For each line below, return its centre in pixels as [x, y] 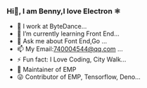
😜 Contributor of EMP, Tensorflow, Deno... [79, 77]
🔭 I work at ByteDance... [52, 27]
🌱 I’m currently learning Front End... [68, 34]
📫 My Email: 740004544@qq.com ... [70, 49]
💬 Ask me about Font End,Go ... [62, 41]
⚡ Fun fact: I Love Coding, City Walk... [71, 59]
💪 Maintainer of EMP [46, 70]
